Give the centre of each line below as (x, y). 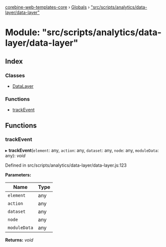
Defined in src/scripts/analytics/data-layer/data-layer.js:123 (66, 165)
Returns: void (19, 240)
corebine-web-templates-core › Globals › (47, 7)
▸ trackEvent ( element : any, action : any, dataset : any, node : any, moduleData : (82, 150)
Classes (15, 75)
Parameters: (18, 175)
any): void (15, 155)
